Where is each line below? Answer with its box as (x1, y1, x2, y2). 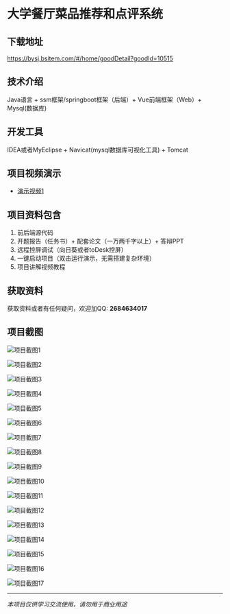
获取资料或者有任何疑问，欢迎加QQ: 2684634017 (7, 305, 148, 313)
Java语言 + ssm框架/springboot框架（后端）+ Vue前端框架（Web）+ (7, 95, 202, 104)
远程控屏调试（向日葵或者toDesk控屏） (16, 246, 127, 254)
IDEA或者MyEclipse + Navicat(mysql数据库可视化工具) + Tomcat (7, 145, 188, 154)
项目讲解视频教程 (16, 263, 66, 271)
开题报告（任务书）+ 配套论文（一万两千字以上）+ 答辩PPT (16, 237, 185, 246)
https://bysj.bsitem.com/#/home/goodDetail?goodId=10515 (7, 54, 173, 62)
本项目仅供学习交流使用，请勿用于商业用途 (7, 600, 127, 608)
